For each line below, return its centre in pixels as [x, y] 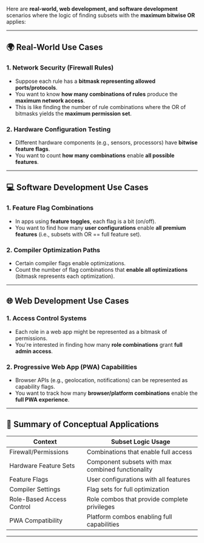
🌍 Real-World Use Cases [55, 47]
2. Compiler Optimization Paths [53, 250]
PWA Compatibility [36, 520]
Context [45, 441]
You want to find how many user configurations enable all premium [100, 227]
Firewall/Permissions [39, 452]
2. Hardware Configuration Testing [59, 129]
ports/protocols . [36, 87]
